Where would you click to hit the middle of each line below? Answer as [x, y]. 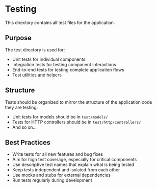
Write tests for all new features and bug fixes [57, 154]
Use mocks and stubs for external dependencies [61, 175]
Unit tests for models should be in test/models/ [60, 117]
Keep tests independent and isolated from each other [66, 170]
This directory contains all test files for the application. [60, 23]
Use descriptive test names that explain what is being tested [73, 164]
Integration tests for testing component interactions [64, 64]
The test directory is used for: [35, 49]
